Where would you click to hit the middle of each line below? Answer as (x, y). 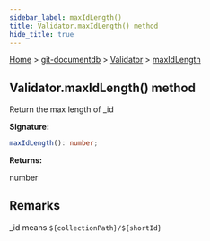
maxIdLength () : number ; (54, 143)
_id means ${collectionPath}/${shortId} (86, 227)
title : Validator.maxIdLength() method (84, 26)
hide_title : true (42, 34)
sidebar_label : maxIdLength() (66, 17)
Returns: (26, 160)
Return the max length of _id (61, 109)
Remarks (35, 206)
